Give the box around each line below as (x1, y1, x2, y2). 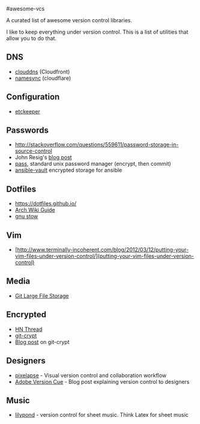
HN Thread (14, 326, 43, 333)
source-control (14, 147, 52, 155)
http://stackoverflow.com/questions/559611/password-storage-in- (14, 141, 179, 148)
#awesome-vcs (6, 5, 45, 12)
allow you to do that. (6, 35, 57, 41)
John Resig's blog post (14, 154, 72, 161)
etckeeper (14, 108, 41, 115)
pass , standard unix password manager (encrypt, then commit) (14, 160, 171, 168)
